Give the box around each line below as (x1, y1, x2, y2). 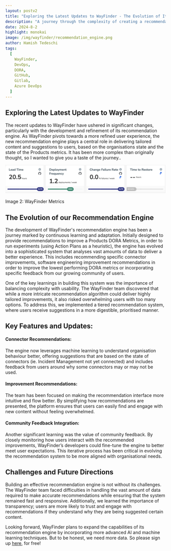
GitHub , (14, 73, 31, 78)
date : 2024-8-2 (5, 24, 38, 30)
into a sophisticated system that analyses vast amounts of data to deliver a (5, 248, 162, 255)
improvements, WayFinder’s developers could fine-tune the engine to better (5, 442, 164, 448)
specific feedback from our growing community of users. (5, 270, 125, 276)
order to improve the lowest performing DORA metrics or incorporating (5, 264, 154, 270)
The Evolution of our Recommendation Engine (5, 213, 154, 222)
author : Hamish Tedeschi (5, 41, 58, 46)
